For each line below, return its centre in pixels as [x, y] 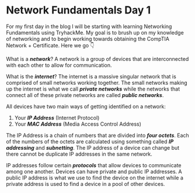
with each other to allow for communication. [59, 65]
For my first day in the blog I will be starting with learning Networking [89, 26]
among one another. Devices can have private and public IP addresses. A [94, 171]
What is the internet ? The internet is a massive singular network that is [91, 76]
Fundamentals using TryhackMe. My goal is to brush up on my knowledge [95, 32]
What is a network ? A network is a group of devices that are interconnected [97, 58]
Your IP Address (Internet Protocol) [57, 118]
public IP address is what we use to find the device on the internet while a [95, 178]
